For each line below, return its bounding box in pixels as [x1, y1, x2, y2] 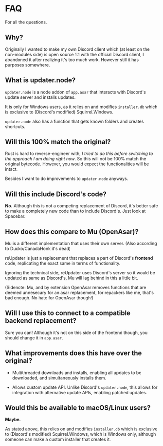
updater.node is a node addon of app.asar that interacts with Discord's [5, 89, 146, 95]
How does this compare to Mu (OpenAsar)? [5, 227, 139, 236]
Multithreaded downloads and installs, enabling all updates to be [12, 370, 142, 376]
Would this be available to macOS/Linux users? [5, 404, 151, 412]
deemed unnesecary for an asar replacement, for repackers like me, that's [5, 290, 154, 295]
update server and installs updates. [5, 94, 76, 100]
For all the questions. [5, 19, 47, 25]
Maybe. [5, 417, 21, 423]
